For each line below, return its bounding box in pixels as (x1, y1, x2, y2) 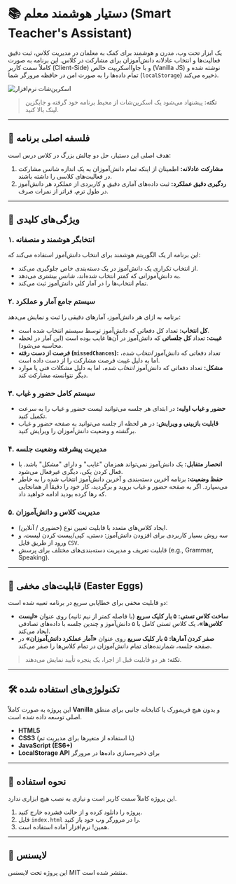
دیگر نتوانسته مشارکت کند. (18, 371, 88, 379)
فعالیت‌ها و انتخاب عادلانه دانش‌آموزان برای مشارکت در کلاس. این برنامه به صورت (8, 55, 221, 64)
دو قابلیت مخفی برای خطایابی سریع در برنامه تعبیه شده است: (8, 599, 168, 607)
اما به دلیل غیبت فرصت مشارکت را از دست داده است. (18, 355, 160, 365)
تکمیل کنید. (18, 412, 48, 421)
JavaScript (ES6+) (18, 741, 73, 750)
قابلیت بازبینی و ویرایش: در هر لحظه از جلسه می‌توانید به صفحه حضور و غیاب (18, 419, 219, 428)
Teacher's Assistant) (8, 25, 132, 41)
